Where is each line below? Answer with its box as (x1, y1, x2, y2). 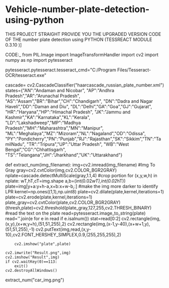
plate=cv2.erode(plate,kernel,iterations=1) (5, 194, 92, 200)
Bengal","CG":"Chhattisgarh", (5, 146, 67, 152)
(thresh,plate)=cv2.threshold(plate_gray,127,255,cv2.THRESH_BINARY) (5, 204, 152, 211)
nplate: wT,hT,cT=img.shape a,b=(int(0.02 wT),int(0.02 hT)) (5, 178, 126, 184)
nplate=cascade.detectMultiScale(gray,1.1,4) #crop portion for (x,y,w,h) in (5, 172, 157, 178)
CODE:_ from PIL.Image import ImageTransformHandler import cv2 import (5, 52, 159, 58)
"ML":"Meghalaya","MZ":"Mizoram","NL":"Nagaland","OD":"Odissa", (5, 130, 146, 136)
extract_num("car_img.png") (5, 277, 65, 283)
